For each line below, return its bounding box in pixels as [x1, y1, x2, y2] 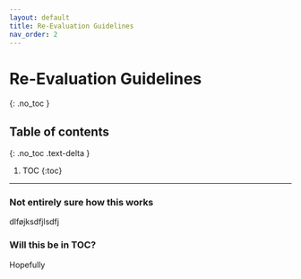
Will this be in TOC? [9, 239, 97, 251]
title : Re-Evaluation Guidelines [9, 22, 134, 31]
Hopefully [9, 259, 46, 270]
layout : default [9, 13, 70, 22]
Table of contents [9, 124, 109, 139]
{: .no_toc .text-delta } [9, 148, 90, 159]
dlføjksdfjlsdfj [9, 216, 60, 227]
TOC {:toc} [21, 165, 63, 176]
